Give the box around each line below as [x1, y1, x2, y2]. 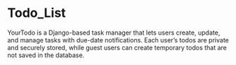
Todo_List [7, 5, 66, 21]
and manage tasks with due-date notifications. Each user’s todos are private [7, 35, 230, 44]
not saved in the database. [7, 51, 85, 59]
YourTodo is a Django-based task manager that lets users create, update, [7, 28, 220, 37]
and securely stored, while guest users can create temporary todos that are [7, 43, 228, 52]
